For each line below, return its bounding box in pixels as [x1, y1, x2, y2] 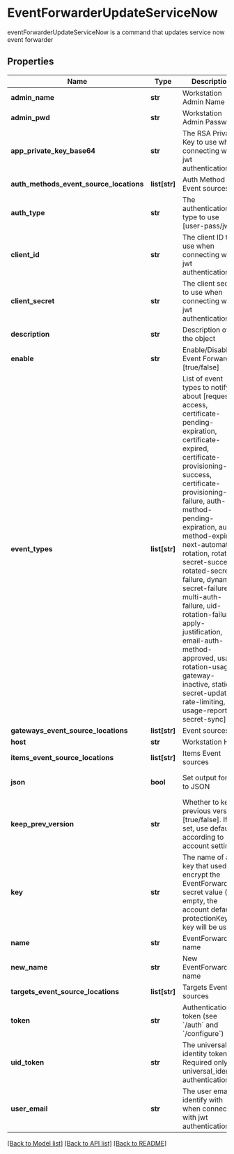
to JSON [182, 781, 210, 791]
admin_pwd [10, 112, 50, 122]
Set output [182, 773, 217, 782]
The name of [182, 852, 224, 862]
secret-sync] [182, 714, 226, 724]
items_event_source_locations [10, 752, 114, 762]
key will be [182, 922, 217, 932]
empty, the [182, 896, 218, 905]
